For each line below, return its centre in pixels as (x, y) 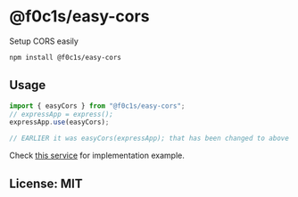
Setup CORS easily (44, 41)
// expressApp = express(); (62, 114)
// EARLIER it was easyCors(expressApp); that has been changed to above (149, 139)
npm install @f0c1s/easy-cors (66, 57)
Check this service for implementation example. (97, 156)
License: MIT (46, 183)
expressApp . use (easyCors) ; (59, 122)
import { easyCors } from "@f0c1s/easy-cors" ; (97, 106)
